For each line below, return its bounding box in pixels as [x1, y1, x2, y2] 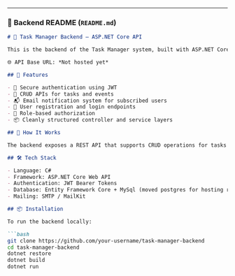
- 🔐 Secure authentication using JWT [7, 84, 117, 91]
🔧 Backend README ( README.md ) [7, 17, 117, 27]
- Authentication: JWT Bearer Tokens [7, 180, 117, 187]
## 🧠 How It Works [7, 129, 61, 136]
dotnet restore [7, 250, 52, 257]
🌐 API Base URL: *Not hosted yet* [7, 59, 109, 66]
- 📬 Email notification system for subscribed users [7, 97, 168, 104]
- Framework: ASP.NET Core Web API [7, 173, 111, 180]
